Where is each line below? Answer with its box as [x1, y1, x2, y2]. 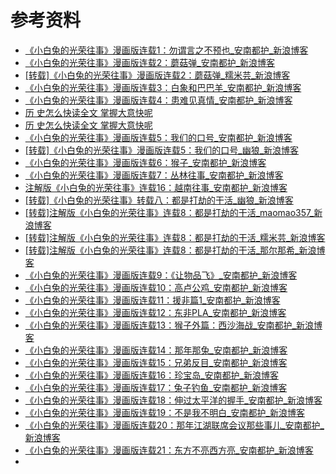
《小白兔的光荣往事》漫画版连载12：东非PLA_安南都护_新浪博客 [24, 306, 287, 318]
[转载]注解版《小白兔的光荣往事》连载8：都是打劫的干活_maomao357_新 [24, 206, 323, 218]
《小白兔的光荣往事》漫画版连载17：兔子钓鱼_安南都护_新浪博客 [24, 381, 288, 393]
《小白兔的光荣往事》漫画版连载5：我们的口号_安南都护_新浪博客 [24, 131, 293, 143]
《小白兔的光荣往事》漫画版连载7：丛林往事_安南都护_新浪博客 [24, 169, 284, 181]
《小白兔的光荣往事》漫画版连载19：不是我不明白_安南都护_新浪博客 [24, 406, 305, 418]
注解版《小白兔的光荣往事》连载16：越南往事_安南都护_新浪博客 [24, 181, 288, 193]
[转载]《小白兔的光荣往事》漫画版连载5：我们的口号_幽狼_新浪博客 [24, 144, 300, 156]
